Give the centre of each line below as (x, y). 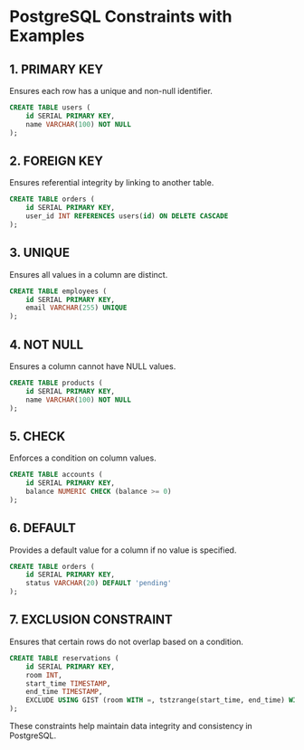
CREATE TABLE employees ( (58, 291)
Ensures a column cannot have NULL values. (93, 366)
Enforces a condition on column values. (83, 458)
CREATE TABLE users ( (50, 108)
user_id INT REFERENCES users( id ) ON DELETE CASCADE (127, 216)
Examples (47, 36)
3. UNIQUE (40, 253)
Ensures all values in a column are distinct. (89, 274)
